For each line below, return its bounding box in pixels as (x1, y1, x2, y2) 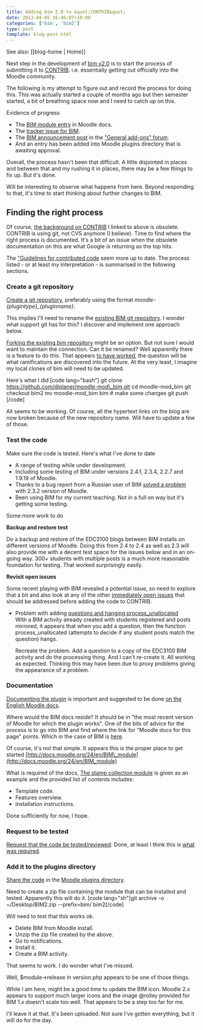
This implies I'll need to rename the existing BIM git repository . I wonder (6, 314, 185, 322)
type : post (6, 25, 34, 32)
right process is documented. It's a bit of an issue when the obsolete (6, 236, 178, 243)
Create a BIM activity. (15, 950, 69, 958)
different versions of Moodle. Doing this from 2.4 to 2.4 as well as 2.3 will (6, 541, 190, 549)
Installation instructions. (15, 800, 75, 807)
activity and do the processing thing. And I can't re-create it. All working (15, 653, 196, 660)
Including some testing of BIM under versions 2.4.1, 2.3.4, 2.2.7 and (15, 468, 184, 475)
